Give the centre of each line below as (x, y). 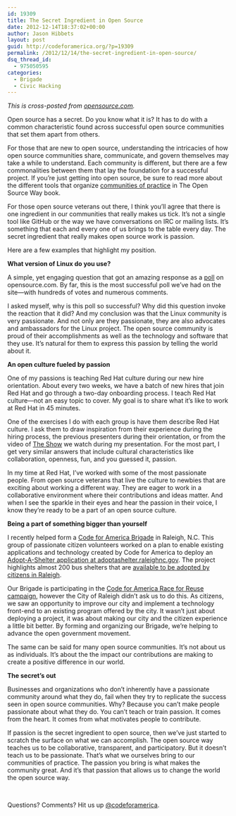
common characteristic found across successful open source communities (116, 127)
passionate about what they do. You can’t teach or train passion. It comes (114, 712)
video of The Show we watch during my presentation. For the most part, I (113, 444)
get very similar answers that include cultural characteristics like (100, 452)
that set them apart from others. (54, 134)
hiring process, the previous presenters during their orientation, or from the (116, 437)
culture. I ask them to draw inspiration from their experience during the (110, 429)
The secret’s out (32, 676)
